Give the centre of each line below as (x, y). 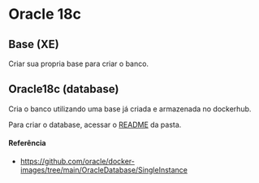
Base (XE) (34, 44)
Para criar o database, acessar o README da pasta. (95, 124)
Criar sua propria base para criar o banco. (78, 63)
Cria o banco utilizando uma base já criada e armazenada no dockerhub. (130, 109)
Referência (27, 143)
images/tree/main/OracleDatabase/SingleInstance (104, 170)
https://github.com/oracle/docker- (78, 161)
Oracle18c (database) (64, 89)
